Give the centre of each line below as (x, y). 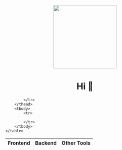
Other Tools (76, 143)
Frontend (19, 143)
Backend (46, 143)
